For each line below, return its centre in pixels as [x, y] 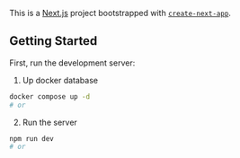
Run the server [50, 122]
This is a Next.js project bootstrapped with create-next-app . [120, 13]
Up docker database [60, 80]
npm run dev [31, 138]
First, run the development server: [72, 63]
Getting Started [53, 41]
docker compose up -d [50, 97]
